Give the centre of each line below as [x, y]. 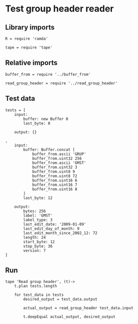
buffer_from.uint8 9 [53, 172]
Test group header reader [59, 9]
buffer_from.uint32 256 [57, 158]
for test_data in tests [39, 295]
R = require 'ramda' [27, 39]
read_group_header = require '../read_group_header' [61, 83]
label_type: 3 [38, 220]
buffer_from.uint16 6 [55, 180]
